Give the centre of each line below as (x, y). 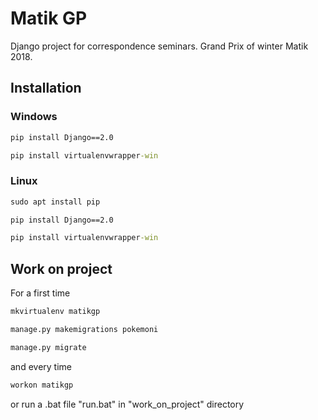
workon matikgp (42, 385)
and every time (41, 366)
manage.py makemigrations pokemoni (84, 329)
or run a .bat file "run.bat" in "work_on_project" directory (127, 404)
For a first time (40, 293)
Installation (46, 88)
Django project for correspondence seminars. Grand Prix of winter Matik (159, 46)
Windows (34, 117)
